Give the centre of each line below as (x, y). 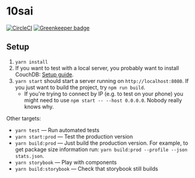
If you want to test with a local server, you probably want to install (97, 68)
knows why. (39, 107)
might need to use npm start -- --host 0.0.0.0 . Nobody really (103, 100)
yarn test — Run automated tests (57, 130)
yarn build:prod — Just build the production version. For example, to (102, 143)
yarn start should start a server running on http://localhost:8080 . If (102, 81)
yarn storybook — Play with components (66, 162)
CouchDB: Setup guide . (44, 74)
